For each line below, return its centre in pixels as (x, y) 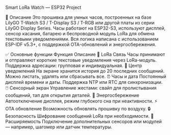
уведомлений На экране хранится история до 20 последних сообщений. (85, 71)
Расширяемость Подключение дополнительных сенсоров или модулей (84, 121)
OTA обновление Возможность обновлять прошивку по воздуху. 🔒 (78, 109)
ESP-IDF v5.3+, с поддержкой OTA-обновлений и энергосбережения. (81, 44)
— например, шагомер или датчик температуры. (59, 127)
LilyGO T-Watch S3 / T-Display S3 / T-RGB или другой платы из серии (80, 23)
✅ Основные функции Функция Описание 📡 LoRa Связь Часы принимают (85, 54)
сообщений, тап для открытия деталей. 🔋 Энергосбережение (72, 95)
